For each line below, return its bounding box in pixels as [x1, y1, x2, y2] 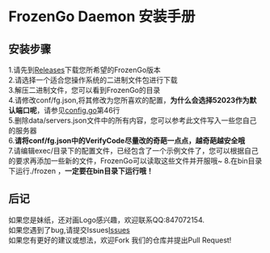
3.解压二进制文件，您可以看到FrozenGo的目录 [8, 86, 161, 95]
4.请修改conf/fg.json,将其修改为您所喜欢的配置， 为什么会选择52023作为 [8, 95, 250, 105]
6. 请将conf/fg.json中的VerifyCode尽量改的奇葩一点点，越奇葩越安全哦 [8, 136, 245, 145]
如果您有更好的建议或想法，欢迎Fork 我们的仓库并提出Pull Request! [8, 235, 232, 245]
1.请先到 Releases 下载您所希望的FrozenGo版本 [8, 65, 162, 74]
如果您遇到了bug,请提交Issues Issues [8, 225, 131, 234]
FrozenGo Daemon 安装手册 [8, 7, 196, 26]
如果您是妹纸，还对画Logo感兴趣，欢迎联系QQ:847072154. [8, 215, 205, 225]
